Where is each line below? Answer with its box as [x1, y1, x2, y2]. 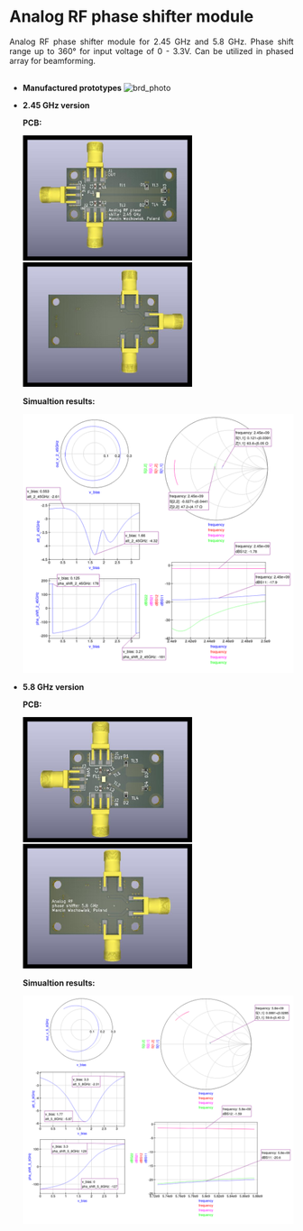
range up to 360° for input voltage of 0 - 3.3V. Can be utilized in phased [9, 45, 294, 56]
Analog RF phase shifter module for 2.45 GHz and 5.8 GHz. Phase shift [9, 36, 294, 47]
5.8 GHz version [22, 681, 85, 692]
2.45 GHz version [22, 99, 90, 110]
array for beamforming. [9, 55, 96, 66]
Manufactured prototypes [22, 82, 122, 93]
